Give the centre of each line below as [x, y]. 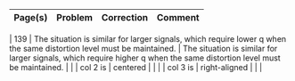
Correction [125, 17]
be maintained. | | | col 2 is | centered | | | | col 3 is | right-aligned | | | [136, 67]
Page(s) [31, 17]
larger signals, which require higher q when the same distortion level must [145, 58]
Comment [178, 17]
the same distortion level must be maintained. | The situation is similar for [143, 49]
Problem [75, 17]
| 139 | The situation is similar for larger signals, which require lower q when [148, 39]
